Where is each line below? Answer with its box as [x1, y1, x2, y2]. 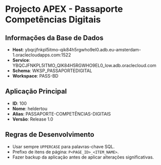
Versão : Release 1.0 [12, 116, 54, 122]
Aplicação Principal [5, 87, 67, 96]
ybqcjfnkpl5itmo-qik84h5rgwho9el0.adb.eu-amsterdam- [24, 47, 141, 52]
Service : [12, 57, 31, 63]
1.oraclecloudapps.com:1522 [12, 52, 71, 58]
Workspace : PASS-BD [12, 73, 59, 79]
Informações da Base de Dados [5, 34, 103, 42]
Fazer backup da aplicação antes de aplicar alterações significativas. [12, 154, 154, 160]
